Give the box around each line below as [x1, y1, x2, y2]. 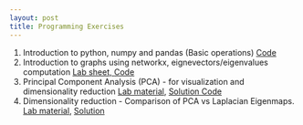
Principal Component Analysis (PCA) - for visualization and [22, 76, 245, 87]
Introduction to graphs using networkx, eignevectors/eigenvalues [22, 57, 269, 68]
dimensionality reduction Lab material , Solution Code [22, 86, 222, 97]
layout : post [9, 13, 59, 23]
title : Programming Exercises [9, 22, 125, 31]
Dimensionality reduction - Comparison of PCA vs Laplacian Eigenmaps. [22, 95, 295, 106]
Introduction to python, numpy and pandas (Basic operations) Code [22, 47, 277, 57]
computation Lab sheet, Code [22, 66, 135, 78]
